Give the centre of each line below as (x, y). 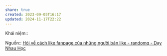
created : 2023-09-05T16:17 (33, 14)
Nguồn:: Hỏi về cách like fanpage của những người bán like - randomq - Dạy (83, 43)
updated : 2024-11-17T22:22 (33, 19)
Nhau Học (15, 48)
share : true (17, 10)
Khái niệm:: (17, 33)
